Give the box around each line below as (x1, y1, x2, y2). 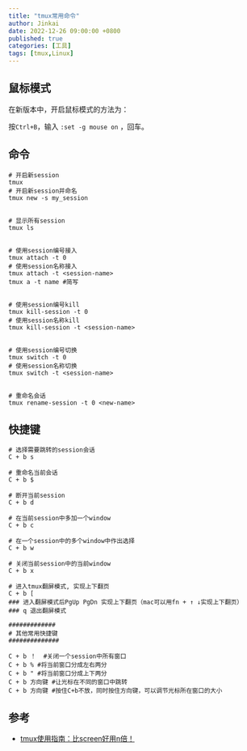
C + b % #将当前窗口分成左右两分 (8, 661, 107, 669)
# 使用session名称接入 (8, 262, 77, 270)
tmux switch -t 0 (8, 353, 67, 361)
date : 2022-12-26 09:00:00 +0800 (8, 27, 121, 35)
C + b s (8, 453, 35, 461)
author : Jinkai (8, 19, 60, 28)
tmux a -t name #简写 (8, 278, 79, 286)
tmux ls (8, 223, 35, 231)
